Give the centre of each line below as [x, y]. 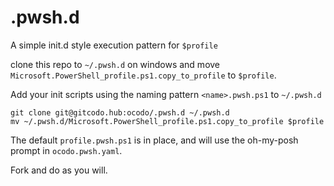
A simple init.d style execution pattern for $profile [114, 45]
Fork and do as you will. [59, 170]
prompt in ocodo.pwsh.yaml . [66, 150]
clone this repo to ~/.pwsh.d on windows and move [115, 64]
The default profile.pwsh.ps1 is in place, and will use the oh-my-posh [154, 140]
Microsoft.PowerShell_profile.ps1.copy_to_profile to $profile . [143, 75]
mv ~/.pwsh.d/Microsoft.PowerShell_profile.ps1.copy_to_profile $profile [167, 121]
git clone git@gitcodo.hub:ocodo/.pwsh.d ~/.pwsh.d [120, 112]
